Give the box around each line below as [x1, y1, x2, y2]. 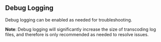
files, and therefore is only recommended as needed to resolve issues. [5, 31, 149, 37]
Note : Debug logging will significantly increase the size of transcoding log [5, 26, 156, 32]
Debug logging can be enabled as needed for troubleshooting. [5, 17, 132, 22]
